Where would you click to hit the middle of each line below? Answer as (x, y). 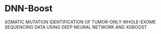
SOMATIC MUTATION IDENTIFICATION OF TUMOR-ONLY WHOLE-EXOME (80, 22)
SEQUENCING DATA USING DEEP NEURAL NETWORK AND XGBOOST (76, 27)
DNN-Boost (29, 8)
